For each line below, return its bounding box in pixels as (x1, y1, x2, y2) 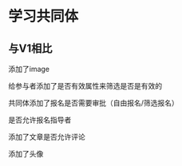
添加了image (8, 65, 50, 73)
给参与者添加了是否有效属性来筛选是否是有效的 (8, 81, 162, 90)
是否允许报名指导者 (8, 115, 72, 125)
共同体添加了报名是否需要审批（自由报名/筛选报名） (8, 98, 180, 108)
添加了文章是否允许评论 (8, 132, 85, 141)
